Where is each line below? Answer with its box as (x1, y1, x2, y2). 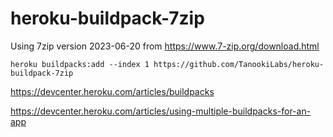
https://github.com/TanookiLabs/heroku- (153, 59, 325, 69)
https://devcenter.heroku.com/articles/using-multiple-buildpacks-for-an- (10, 105, 312, 117)
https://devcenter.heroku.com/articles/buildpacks (10, 85, 215, 97)
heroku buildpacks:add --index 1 (10, 59, 150, 69)
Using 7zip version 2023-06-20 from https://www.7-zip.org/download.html (10, 40, 320, 52)
